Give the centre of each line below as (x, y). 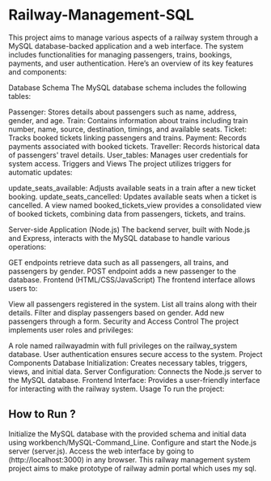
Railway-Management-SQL (101, 15)
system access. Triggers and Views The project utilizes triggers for (120, 163)
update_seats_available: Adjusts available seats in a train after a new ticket (132, 187)
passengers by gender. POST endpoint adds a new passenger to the (123, 271)
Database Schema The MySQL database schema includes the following (127, 88)
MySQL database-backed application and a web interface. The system (126, 45)
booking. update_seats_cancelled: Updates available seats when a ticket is (133, 196)
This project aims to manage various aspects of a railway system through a (133, 37)
